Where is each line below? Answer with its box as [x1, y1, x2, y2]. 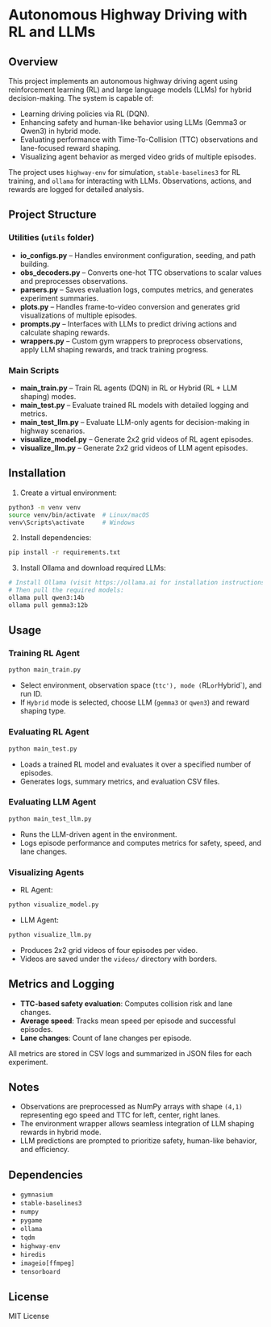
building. [19, 259, 50, 268]
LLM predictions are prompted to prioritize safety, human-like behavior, [19, 1136, 257, 1146]
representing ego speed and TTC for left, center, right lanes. [19, 1110, 220, 1120]
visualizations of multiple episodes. [19, 310, 137, 320]
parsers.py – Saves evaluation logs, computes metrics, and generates [19, 285, 254, 294]
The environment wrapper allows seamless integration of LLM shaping [19, 1119, 255, 1129]
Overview [8, 55, 59, 69]
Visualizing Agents [8, 867, 85, 878]
